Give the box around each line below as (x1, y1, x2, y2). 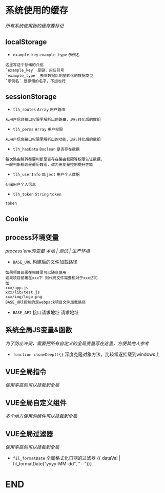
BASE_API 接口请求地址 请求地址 (12, 309, 79, 315)
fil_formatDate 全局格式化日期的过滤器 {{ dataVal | (12, 455, 120, 461)
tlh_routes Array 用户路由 (12, 107, 66, 112)
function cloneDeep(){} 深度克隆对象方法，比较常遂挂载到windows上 (12, 351, 160, 357)
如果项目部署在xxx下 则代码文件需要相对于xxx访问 (5, 275, 98, 281)
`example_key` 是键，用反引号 (5, 68, 65, 73)
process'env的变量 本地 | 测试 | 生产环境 (5, 248, 90, 254)
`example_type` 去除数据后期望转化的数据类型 (5, 73, 93, 78)
